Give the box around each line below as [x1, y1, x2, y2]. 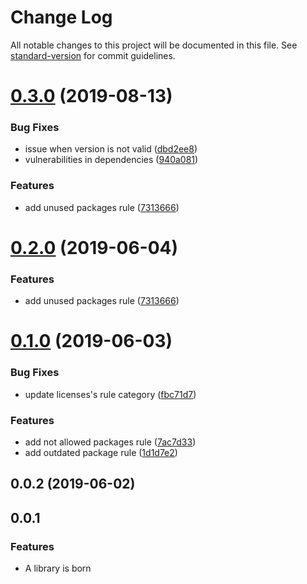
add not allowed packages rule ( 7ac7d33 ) [24, 436, 197, 448]
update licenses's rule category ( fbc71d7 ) [24, 388, 197, 400]
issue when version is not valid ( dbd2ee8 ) [24, 143, 198, 155]
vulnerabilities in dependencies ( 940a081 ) [24, 154, 199, 166]
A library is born [24, 562, 92, 575]
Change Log [10, 6, 113, 29]
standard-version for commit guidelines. [10, 49, 176, 61]
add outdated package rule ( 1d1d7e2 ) [24, 446, 178, 458]
